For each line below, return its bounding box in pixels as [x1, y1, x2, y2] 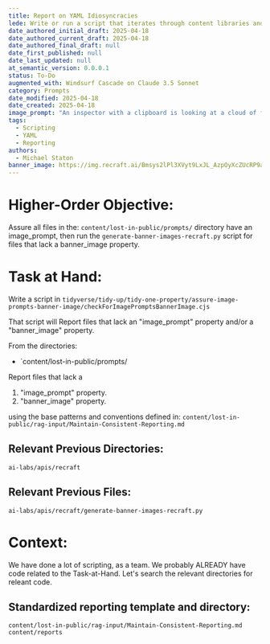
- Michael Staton [15, 154, 74, 162]
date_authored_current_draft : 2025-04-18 [8, 34, 149, 43]
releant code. [8, 576, 52, 587]
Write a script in [8, 294, 61, 304]
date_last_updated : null [8, 57, 92, 65]
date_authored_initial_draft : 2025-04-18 [8, 27, 149, 35]
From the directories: [8, 341, 78, 351]
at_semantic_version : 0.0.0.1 [8, 64, 110, 72]
